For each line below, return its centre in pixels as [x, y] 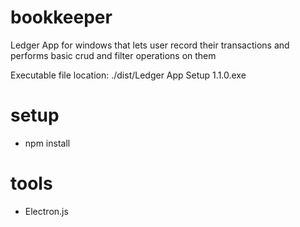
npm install [47, 143]
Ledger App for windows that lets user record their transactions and [150, 45]
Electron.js [46, 211]
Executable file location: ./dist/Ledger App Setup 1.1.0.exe [128, 75]
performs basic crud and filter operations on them [113, 55]
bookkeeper [61, 17]
